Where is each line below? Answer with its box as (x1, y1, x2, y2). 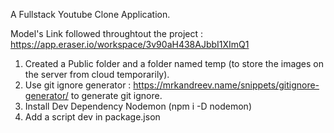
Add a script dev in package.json (24, 111, 161, 123)
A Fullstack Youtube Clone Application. (10, 9, 171, 20)
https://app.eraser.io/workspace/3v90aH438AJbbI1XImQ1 (10, 39, 250, 50)
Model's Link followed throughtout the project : (10, 28, 203, 39)
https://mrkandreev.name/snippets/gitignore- (133, 79, 320, 91)
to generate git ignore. (70, 90, 163, 101)
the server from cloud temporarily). (24, 69, 170, 80)
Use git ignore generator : (24, 79, 132, 91)
